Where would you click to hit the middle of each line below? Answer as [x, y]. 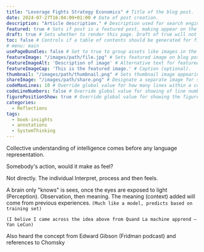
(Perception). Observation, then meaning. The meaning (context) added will [101, 196]
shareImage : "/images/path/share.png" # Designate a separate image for [100, 80]
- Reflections [29, 108]
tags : [13, 114]
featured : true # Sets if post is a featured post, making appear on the [102, 29]
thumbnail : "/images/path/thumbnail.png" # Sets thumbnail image [90, 74]
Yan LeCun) [20, 225]
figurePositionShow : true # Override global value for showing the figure [103, 97]
